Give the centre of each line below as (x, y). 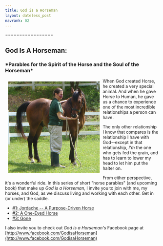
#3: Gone (21, 218)
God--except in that (122, 143)
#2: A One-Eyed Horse (35, 213)
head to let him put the (125, 163)
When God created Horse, (129, 81)
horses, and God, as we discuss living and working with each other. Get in (79, 193)
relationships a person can (129, 112)
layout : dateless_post (28, 15)
